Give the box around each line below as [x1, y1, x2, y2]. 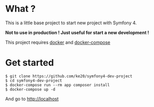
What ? [5, 3, 36, 15]
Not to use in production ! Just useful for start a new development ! [5, 29, 149, 35]
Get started [5, 57, 54, 69]
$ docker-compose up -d [5, 87, 56, 92]
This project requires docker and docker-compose [5, 39, 110, 45]
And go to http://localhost [5, 95, 59, 101]
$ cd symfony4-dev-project [5, 78, 62, 83]
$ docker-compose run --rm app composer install [5, 82, 110, 87]
